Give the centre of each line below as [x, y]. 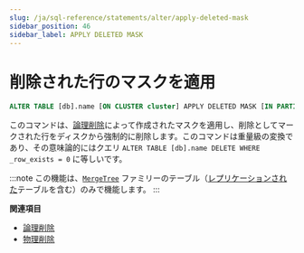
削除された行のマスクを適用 [113, 82]
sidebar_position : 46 [50, 26]
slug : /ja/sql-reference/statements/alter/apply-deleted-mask [129, 18]
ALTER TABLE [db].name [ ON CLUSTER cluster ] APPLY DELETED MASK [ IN [141, 107]
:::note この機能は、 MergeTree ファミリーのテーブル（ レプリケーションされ [148, 178]
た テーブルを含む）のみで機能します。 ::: [85, 190]
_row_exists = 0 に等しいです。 [68, 159]
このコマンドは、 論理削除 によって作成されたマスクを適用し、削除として [144, 125]
